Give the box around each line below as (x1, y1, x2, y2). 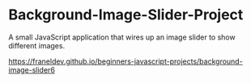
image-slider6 (8, 64, 55, 74)
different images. (8, 40, 66, 50)
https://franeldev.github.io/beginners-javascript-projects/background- (8, 56, 243, 66)
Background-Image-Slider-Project (8, 6, 244, 24)
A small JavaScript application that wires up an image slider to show (8, 32, 236, 42)
